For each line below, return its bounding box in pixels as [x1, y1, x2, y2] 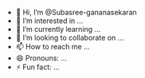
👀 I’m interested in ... [15, 16, 84, 25]
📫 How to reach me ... [15, 42, 90, 51]
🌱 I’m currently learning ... [15, 25, 101, 33]
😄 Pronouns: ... [15, 53, 68, 63]
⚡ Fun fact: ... [15, 62, 60, 72]
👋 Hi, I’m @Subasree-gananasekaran [15, 8, 137, 17]
